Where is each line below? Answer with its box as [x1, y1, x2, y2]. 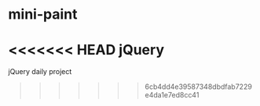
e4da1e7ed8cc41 [145, 90, 200, 100]
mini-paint [8, 5, 78, 23]
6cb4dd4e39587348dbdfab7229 [145, 82, 253, 91]
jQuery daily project [8, 67, 72, 76]
